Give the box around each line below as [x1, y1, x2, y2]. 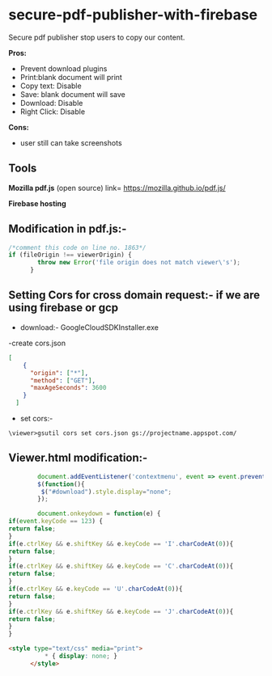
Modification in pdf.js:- [8, 222, 127, 236]
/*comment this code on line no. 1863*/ [8, 243, 147, 251]
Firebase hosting [8, 198, 66, 208]
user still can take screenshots [19, 137, 123, 147]
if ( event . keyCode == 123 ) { [8, 518, 104, 526]
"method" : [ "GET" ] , [29, 376, 96, 385]
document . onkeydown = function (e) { [37, 509, 161, 518]
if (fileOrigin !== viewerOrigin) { [8, 251, 132, 260]
